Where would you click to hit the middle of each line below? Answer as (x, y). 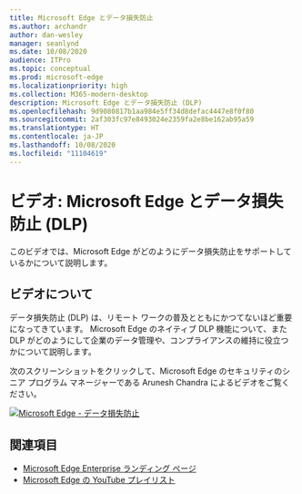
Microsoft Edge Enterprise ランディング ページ (110, 468)
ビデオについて (51, 294)
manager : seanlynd (44, 43)
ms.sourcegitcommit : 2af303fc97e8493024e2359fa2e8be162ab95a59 (132, 119)
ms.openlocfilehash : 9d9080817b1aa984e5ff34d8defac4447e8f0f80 (132, 111)
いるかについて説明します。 (61, 262)
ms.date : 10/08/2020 (49, 52)
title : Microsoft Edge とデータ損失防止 (81, 18)
